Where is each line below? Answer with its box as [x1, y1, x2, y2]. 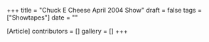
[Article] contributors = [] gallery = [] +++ [6, 27, 129, 35]
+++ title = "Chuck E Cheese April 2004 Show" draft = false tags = [6, 6, 202, 14]
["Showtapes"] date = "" [6, 13, 78, 22]
